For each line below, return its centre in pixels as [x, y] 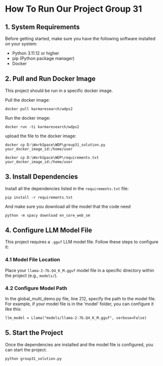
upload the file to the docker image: [41, 136]
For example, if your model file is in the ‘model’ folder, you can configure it [80, 304]
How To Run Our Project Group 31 [73, 9]
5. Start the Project [34, 333]
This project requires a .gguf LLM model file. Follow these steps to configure [82, 242]
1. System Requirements [43, 27]
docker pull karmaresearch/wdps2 [39, 109]
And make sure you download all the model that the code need [68, 206]
